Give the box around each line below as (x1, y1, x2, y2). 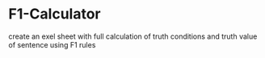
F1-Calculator (8, 5, 101, 23)
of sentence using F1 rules (8, 39, 96, 49)
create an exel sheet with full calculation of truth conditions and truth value (8, 31, 258, 41)
